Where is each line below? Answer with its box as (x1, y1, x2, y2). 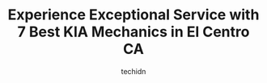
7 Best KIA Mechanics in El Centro (17, 23, 250, 41)
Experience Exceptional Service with (7, 6, 260, 24)
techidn (121, 66, 146, 76)
